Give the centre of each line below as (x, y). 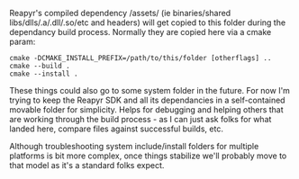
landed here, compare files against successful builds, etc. (116, 129)
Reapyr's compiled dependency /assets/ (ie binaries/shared (120, 13)
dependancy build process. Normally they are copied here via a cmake (140, 32)
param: (23, 41)
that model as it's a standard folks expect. (87, 165)
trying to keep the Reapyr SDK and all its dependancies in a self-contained (147, 100)
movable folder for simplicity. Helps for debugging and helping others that (146, 110)
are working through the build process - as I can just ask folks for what (140, 119)
